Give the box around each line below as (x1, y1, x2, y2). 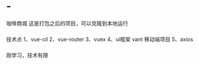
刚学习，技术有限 (6, 52, 48, 59)
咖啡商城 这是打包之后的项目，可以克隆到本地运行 (6, 20, 128, 27)
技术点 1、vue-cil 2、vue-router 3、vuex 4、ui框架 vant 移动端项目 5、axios (6, 36, 194, 43)
